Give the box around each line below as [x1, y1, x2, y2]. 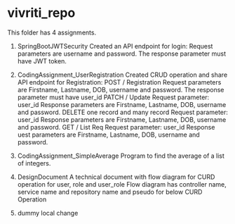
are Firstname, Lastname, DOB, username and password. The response [17, 85, 224, 94]
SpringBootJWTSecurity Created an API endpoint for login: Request [17, 42, 213, 50]
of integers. [17, 158, 51, 167]
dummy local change [17, 209, 79, 217]
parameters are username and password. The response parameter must [17, 49, 227, 58]
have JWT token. [17, 56, 67, 65]
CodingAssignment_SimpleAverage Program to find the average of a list [17, 151, 224, 160]
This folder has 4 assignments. [7, 28, 97, 37]
